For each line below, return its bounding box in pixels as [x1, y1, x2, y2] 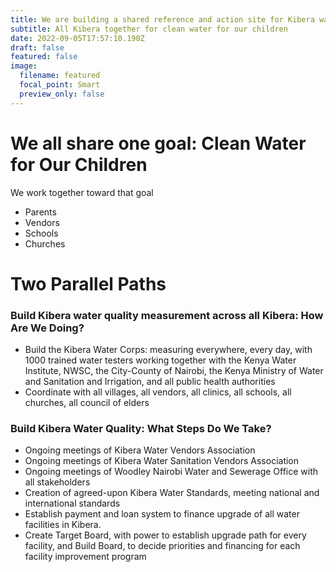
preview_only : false [19, 89, 105, 99]
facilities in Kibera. [24, 519, 102, 531]
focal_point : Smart [19, 80, 101, 90]
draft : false [10, 42, 65, 53]
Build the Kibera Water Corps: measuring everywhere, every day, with [24, 344, 313, 356]
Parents [24, 206, 57, 218]
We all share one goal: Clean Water [10, 132, 307, 155]
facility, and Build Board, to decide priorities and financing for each [24, 540, 301, 552]
